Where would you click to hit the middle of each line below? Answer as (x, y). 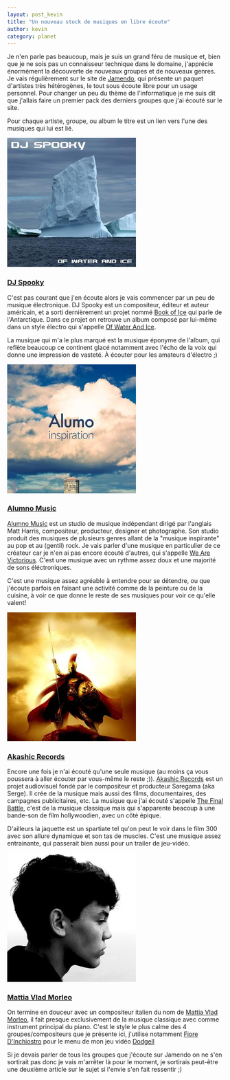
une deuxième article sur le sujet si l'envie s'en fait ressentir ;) (95, 1070)
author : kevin (27, 29)
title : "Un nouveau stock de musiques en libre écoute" (89, 22)
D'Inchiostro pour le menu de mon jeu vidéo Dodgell (81, 1042)
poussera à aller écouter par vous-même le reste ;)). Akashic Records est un (115, 779)
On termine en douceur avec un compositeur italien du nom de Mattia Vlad (113, 1012)
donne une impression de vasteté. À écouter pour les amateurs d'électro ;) (112, 355)
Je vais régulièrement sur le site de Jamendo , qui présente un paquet (105, 78)
